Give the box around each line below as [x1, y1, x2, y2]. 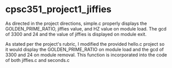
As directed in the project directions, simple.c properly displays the [5, 20, 147, 26]
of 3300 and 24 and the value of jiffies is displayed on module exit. [5, 31, 147, 37]
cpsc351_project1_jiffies [5, 4, 112, 15]
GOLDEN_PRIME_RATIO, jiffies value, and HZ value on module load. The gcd [5, 25, 167, 31]
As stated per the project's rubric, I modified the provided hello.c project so [5, 41, 165, 47]
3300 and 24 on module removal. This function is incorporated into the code [5, 52, 167, 58]
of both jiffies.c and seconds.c [5, 57, 70, 63]
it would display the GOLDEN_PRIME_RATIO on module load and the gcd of [5, 46, 164, 52]
